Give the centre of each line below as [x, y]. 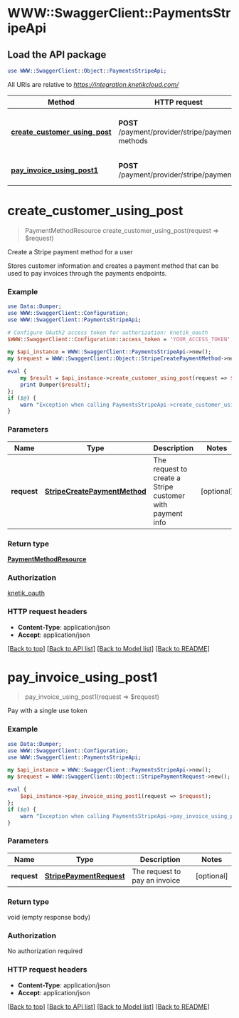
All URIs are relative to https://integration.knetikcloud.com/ [93, 84]
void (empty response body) [49, 917]
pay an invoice [156, 880]
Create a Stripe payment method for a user [70, 251]
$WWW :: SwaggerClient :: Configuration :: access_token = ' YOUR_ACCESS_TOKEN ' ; [121, 339]
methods [133, 140]
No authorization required [45, 951]
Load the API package [57, 54]
